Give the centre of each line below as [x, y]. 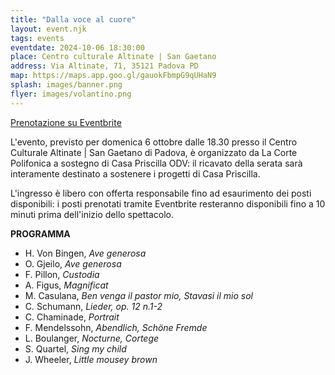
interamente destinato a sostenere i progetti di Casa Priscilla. [135, 173]
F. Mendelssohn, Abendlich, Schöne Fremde [116, 327]
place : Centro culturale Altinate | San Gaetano [113, 57]
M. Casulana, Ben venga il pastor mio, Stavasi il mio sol [139, 295]
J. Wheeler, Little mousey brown [91, 359]
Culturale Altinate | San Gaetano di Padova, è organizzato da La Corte [154, 152]
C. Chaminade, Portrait [72, 317]
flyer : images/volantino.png [71, 94]
